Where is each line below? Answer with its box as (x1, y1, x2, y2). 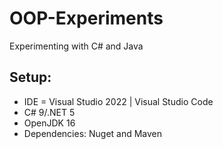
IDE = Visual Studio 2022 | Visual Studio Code (23, 95, 214, 107)
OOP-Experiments (9, 7, 164, 30)
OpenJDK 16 (23, 117, 76, 129)
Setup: (9, 69, 52, 86)
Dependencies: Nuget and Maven (23, 127, 163, 139)
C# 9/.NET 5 (23, 106, 76, 118)
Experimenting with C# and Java (9, 40, 144, 52)
